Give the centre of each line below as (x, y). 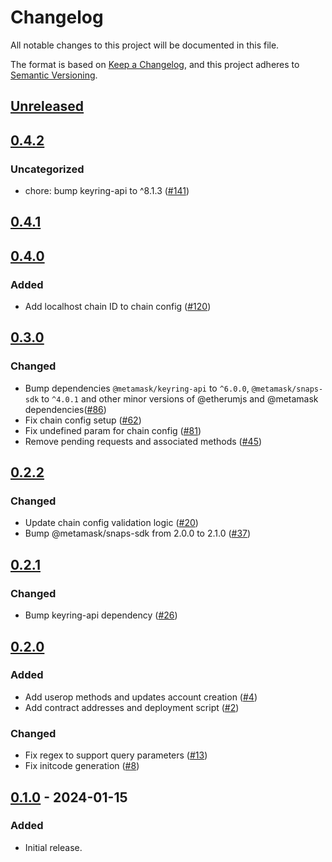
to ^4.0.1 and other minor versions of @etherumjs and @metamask (180, 398)
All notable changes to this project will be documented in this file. (145, 45)
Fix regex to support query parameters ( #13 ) (116, 755)
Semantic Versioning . (54, 75)
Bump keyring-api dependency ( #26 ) (101, 615)
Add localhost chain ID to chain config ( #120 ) (118, 307)
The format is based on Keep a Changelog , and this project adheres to (155, 64)
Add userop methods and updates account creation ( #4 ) (141, 697)
